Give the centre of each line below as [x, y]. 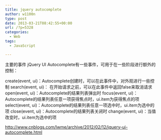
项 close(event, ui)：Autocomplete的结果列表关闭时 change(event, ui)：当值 [80, 111]
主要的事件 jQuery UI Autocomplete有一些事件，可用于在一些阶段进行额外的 [80, 64]
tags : [10, 41]
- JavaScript [22, 46]
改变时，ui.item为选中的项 [31, 117]
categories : [17, 32]
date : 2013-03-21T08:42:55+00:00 [39, 23]
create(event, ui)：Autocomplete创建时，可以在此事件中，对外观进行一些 [78, 81]
